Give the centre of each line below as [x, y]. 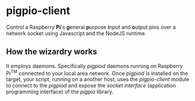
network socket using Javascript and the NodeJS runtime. [76, 33]
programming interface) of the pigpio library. [60, 92]
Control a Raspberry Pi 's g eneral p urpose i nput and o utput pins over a [91, 27]
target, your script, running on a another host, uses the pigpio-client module [97, 79]
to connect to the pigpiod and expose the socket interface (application [91, 86]
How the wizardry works [52, 52]
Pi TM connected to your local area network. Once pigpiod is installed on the [97, 73]
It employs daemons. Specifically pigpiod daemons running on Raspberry [95, 66]
